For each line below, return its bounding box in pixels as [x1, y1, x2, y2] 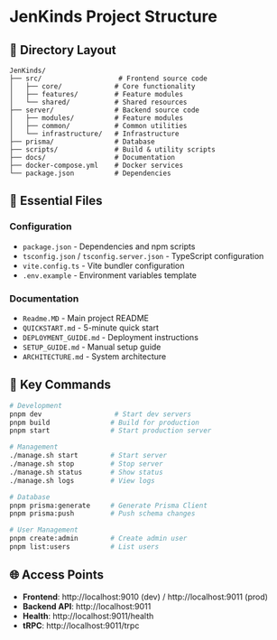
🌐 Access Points [9, 567, 105, 583]
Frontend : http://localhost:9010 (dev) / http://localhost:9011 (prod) [22, 591, 269, 602]
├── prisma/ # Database [9, 137, 155, 146]
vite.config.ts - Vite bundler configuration [22, 260, 185, 271]
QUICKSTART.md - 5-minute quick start [22, 322, 160, 333]
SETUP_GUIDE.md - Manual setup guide [22, 341, 162, 352]
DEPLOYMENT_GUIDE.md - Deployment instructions [22, 331, 199, 342]
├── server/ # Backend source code [9, 106, 200, 115]
